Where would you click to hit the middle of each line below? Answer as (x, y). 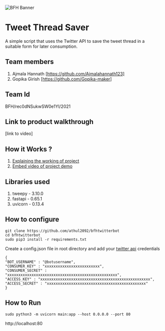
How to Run (23, 303)
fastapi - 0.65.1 (27, 199)
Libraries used (27, 182)
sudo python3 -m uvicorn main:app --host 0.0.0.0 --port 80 (68, 314)
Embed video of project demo (42, 166)
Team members (29, 62)
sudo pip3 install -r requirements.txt (46, 239)
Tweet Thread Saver (47, 28)
